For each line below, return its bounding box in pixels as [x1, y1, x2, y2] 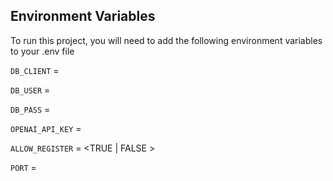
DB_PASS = [10, 103, 51, 115]
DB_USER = [10, 84, 51, 96]
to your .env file [10, 45, 75, 57]
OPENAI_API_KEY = [10, 122, 82, 134]
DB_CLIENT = [10, 64, 60, 76]
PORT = [10, 161, 37, 173]
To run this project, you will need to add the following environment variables [10, 34, 323, 46]
